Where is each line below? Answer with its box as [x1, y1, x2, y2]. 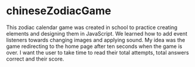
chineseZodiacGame [6, 4, 112, 18]
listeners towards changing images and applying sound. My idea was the [6, 36, 185, 43]
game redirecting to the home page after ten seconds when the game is [6, 43, 182, 50]
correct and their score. [6, 55, 64, 62]
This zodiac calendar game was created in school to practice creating [6, 24, 178, 31]
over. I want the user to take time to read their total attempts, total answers [6, 49, 189, 56]
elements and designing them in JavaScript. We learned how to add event [6, 30, 188, 37]
